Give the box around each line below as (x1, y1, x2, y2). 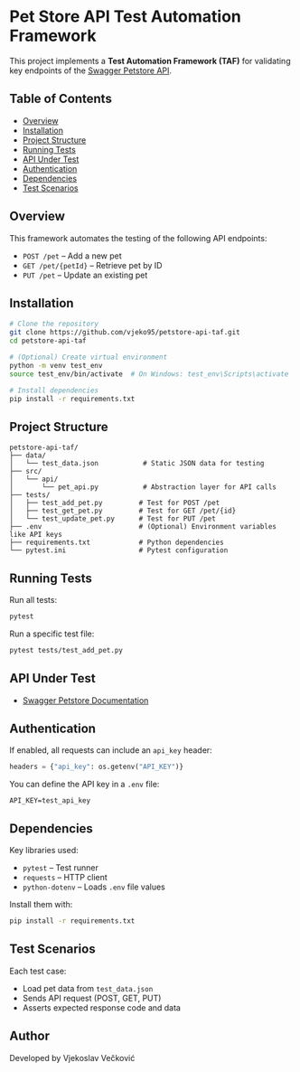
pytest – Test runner (22, 862, 99, 873)
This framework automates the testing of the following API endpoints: (9, 232, 267, 243)
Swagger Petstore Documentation (22, 694, 149, 706)
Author (9, 1029, 50, 1044)
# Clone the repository (9, 319, 99, 329)
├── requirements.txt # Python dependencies (9, 538, 224, 548)
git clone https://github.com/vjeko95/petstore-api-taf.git (9, 328, 241, 337)
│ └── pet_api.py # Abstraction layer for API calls (9, 483, 277, 492)
